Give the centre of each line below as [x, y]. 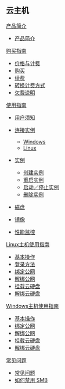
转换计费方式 [30, 85]
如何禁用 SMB [31, 380]
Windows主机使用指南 [32, 306]
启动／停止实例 [41, 187]
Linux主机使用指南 [28, 244]
